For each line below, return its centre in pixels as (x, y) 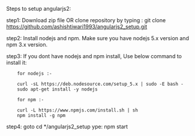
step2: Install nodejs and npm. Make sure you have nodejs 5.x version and (97, 38)
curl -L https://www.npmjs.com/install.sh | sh (77, 110)
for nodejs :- (34, 74)
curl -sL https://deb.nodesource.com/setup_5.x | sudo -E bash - (100, 84)
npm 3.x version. (27, 45)
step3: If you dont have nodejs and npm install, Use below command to (94, 56)
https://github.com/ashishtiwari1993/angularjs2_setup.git (77, 27)
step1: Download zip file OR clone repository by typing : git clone (86, 20)
